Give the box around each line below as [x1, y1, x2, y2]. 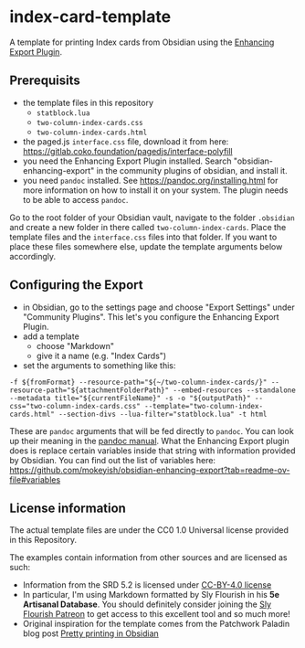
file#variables [9, 473, 61, 485]
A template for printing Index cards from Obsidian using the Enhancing [9, 37, 275, 48]
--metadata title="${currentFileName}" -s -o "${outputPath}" [9, 393, 251, 403]
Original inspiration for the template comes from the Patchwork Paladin [22, 619, 290, 630]
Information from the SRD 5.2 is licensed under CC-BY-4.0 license [22, 579, 272, 590]
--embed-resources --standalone [173, 386, 297, 395]
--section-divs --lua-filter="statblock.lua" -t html [58, 409, 268, 419]
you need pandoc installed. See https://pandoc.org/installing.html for [22, 175, 279, 186]
